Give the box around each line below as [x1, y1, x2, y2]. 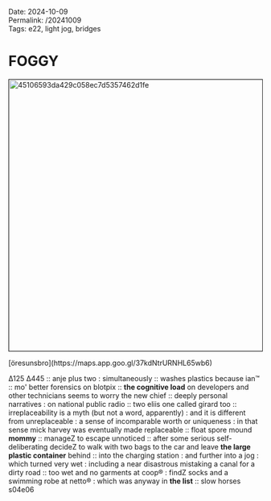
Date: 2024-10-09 [8, 7, 68, 16]
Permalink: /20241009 [8, 15, 82, 25]
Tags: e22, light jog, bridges [8, 24, 101, 33]
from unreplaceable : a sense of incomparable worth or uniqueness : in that [8, 416, 258, 425]
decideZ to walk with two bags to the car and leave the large [49, 441, 251, 451]
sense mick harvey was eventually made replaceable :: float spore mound [8, 425, 253, 434]
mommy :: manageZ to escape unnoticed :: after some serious [8, 433, 216, 443]
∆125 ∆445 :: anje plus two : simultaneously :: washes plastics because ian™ [8, 373, 260, 383]
